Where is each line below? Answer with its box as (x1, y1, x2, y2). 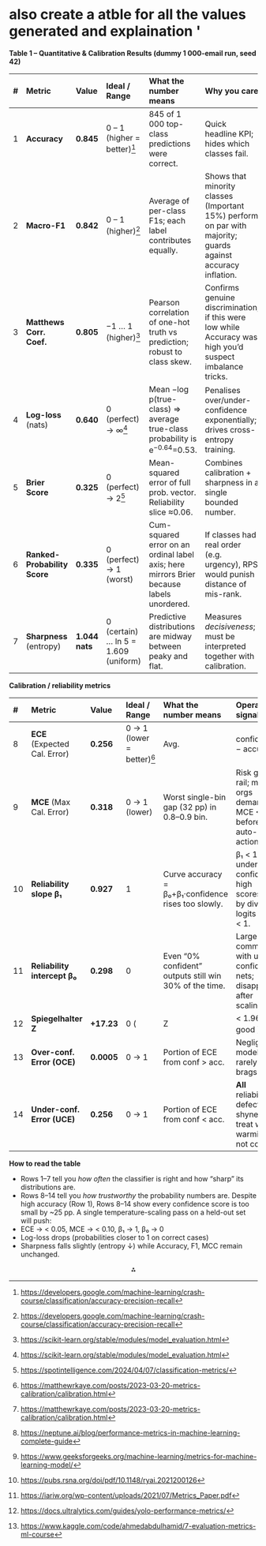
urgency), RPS (204, 559, 259, 570)
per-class (148, 205, 186, 216)
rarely (235, 1056, 257, 1067)
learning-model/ (20, 1460, 73, 1469)
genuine (204, 292, 235, 303)
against (204, 249, 232, 260)
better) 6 (126, 752, 156, 765)
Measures (204, 612, 242, 623)
